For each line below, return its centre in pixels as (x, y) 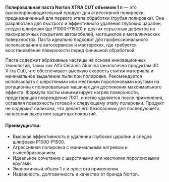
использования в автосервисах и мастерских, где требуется (71, 45)
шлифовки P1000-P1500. (39, 142)
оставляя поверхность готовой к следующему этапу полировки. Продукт (84, 103)
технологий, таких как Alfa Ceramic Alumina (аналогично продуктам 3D (82, 65)
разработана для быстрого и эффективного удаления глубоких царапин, (84, 23)
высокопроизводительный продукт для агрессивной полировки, (75, 13)
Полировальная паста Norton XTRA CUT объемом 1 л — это (71, 7)
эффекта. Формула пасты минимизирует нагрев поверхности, (72, 92)
